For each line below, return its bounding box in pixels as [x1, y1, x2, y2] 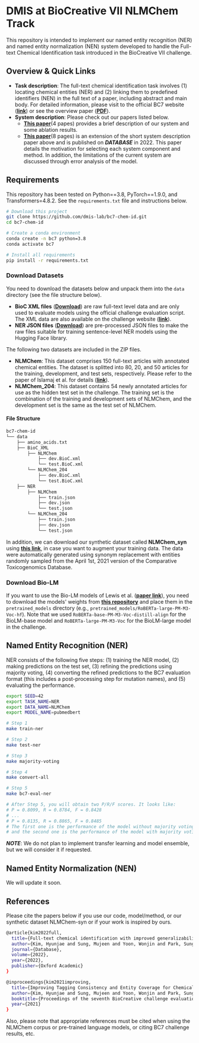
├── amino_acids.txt [17, 439, 68, 445]
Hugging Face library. [14, 334, 68, 341]
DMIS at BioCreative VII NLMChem [6, 4, 179, 18]
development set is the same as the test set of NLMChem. [14, 401, 157, 408]
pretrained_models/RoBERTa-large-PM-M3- [89, 605, 191, 611]
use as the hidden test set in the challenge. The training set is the [14, 389, 174, 396]
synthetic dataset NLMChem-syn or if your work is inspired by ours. [6, 918, 172, 925]
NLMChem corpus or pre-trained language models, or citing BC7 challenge [6, 1024, 190, 1031]
